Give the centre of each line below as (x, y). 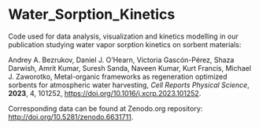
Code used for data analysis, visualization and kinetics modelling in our (123, 36)
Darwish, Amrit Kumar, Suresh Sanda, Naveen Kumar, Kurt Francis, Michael (130, 68)
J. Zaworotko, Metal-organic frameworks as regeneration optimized (118, 76)
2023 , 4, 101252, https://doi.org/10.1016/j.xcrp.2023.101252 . (105, 93)
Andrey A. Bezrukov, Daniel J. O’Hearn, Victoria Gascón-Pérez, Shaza (121, 60)
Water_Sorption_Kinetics (92, 15)
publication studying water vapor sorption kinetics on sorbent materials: (125, 44)
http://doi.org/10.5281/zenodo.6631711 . (71, 116)
